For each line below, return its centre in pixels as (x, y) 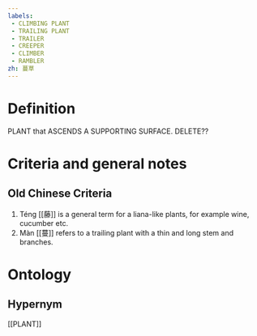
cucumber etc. (44, 223)
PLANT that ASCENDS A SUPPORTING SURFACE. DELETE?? (108, 131)
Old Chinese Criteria (60, 194)
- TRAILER (28, 38)
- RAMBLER (28, 62)
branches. (36, 242)
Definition (42, 108)
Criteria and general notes (97, 164)
